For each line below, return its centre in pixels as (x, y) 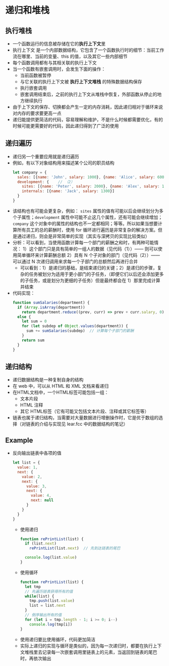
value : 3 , (36, 486)
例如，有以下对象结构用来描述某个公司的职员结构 (63, 163)
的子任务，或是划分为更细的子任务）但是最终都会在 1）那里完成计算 (90, 280)
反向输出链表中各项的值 (37, 453)
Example (19, 440)
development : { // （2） (46, 182)
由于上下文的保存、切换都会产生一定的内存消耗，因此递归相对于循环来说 (88, 107)
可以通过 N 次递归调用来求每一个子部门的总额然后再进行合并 (75, 261)
